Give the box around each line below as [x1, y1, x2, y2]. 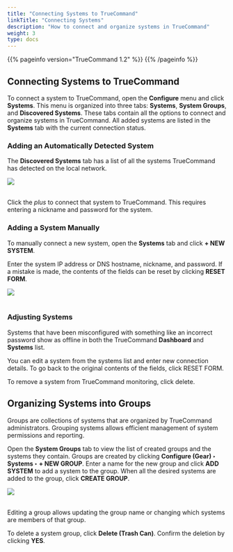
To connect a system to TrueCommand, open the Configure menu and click [7, 93, 225, 102]
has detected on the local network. [7, 164, 107, 173]
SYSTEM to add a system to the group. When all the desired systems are [7, 466, 216, 475]
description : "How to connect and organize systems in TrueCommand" [7, 23, 210, 30]
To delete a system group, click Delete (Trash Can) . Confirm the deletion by [7, 529, 225, 537]
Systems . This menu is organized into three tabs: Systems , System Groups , [7, 101, 227, 109]
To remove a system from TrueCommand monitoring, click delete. [7, 377, 195, 385]
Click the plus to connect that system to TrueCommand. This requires [7, 198, 207, 206]
